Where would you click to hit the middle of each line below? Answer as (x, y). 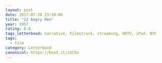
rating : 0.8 (18, 29)
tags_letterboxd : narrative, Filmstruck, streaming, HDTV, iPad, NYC (81, 34)
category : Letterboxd (28, 48)
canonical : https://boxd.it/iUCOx (42, 52)
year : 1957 (17, 24)
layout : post (19, 10)
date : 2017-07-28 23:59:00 (34, 15)
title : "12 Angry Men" (29, 19)
